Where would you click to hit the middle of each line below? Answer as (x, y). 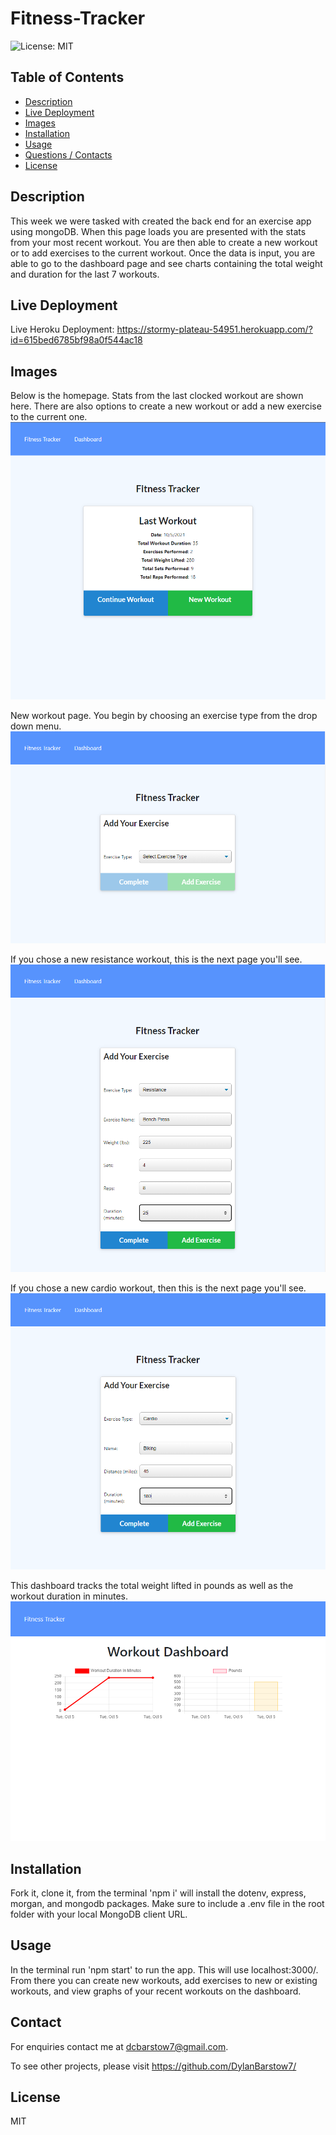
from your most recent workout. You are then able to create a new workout (164, 242)
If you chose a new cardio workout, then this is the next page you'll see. (158, 1288)
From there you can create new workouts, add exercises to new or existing (164, 1980)
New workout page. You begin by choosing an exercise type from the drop (164, 715)
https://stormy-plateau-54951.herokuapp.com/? (214, 329)
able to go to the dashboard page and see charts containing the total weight (166, 263)
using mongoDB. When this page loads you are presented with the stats (158, 231)
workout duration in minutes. (69, 1596)
